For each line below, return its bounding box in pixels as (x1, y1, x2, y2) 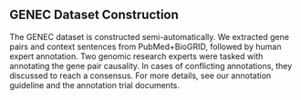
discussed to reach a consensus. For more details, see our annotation (9, 70, 272, 81)
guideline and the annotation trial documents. (9, 79, 180, 90)
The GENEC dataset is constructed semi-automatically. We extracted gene (9, 31, 290, 42)
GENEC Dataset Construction (9, 7, 180, 23)
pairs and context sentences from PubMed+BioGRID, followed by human (9, 41, 282, 52)
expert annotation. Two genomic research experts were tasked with (9, 50, 264, 62)
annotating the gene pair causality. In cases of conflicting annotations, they (9, 60, 293, 71)
